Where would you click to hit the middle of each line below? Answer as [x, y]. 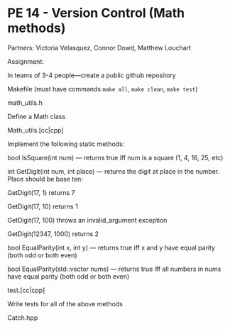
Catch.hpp [23, 318]
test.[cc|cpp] [26, 290]
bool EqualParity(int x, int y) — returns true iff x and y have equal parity [111, 247]
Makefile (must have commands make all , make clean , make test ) [103, 89]
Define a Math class [37, 116]
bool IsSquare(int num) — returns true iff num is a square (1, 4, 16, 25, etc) [115, 157]
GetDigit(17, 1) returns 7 [41, 192]
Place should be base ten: [45, 179]
